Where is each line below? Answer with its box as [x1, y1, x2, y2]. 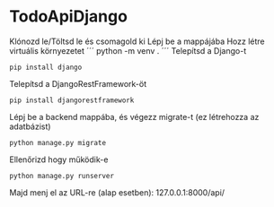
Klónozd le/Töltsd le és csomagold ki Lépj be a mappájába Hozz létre [9, 36, 265, 47]
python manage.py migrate [9, 138, 106, 147]
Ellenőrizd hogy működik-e [9, 154, 109, 165]
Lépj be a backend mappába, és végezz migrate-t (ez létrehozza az [9, 111, 260, 122]
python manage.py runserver [9, 171, 115, 180]
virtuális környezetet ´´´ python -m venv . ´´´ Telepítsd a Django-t [9, 45, 247, 56]
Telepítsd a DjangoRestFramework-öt [9, 78, 147, 89]
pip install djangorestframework [9, 96, 135, 105]
